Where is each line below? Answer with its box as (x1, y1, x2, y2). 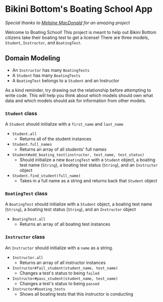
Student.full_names (12, 142, 53, 147)
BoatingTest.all (12, 217, 46, 222)
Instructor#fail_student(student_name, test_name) (12, 266, 118, 270)
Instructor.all (12, 255, 44, 260)
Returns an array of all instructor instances (19, 260, 106, 266)
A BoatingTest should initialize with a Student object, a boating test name (5, 201, 153, 207)
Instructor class (5, 234, 45, 240)
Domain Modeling (5, 54, 60, 63)
